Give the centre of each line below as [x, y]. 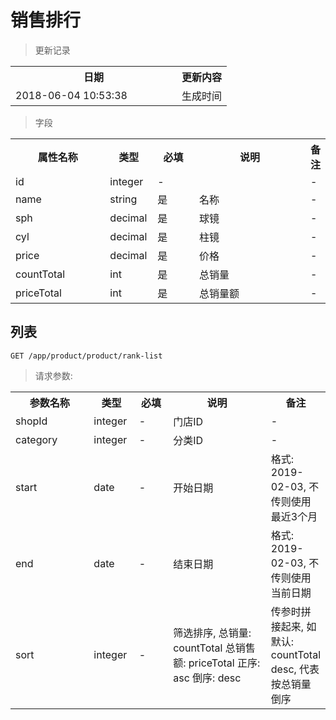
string [123, 199]
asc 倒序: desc [207, 678]
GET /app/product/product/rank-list [86, 356]
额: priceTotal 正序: [217, 663]
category [36, 439]
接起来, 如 [293, 626]
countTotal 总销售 [214, 648]
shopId [31, 421]
